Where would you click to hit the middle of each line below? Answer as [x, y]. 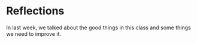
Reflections [35, 11]
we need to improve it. [34, 33]
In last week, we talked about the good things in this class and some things [99, 27]
